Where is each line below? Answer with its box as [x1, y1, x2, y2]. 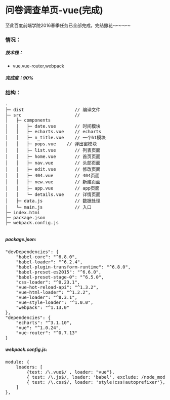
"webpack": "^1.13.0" [16, 305, 70, 310]
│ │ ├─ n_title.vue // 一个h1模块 [5, 135, 106, 141]
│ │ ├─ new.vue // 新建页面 [5, 179, 101, 185]
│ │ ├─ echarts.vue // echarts [5, 129, 102, 135]
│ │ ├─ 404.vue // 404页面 [5, 173, 100, 179]
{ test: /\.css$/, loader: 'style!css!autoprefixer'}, [26, 379, 165, 385]
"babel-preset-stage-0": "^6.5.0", [16, 274, 104, 280]
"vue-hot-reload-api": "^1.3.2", [16, 285, 99, 290]
